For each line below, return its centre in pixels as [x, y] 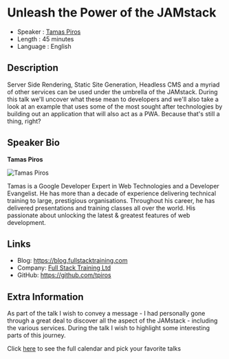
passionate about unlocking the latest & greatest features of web [99, 215]
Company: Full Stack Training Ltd [64, 268]
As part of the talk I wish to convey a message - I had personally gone [106, 314]
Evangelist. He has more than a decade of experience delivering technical [112, 193]
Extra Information [45, 297]
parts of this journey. [36, 336]
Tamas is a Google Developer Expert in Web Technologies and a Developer [113, 186]
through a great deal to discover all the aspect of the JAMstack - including [112, 320]
